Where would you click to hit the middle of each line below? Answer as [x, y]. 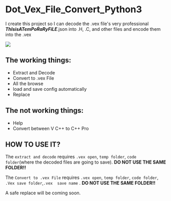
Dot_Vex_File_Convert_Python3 [74, 9]
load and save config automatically [50, 89]
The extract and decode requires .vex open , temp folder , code [71, 157]
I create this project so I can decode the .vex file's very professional [77, 24]
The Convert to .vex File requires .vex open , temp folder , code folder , [82, 177]
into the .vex [18, 34]
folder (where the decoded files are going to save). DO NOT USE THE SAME [86, 162]
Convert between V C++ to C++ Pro [51, 128]
